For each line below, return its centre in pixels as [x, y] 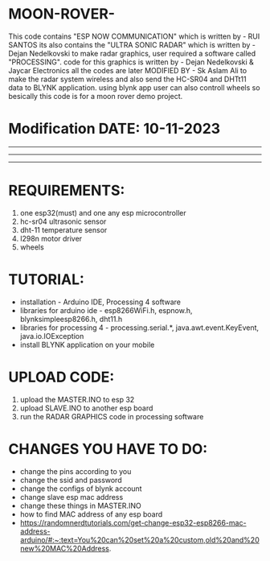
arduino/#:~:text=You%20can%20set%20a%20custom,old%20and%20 [139, 539]
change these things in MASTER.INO [81, 505]
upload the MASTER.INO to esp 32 [77, 399]
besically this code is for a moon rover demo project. [96, 96]
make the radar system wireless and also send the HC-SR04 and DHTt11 [127, 79]
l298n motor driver [51, 238]
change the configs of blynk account [81, 489]
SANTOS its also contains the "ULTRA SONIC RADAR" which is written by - [132, 44]
